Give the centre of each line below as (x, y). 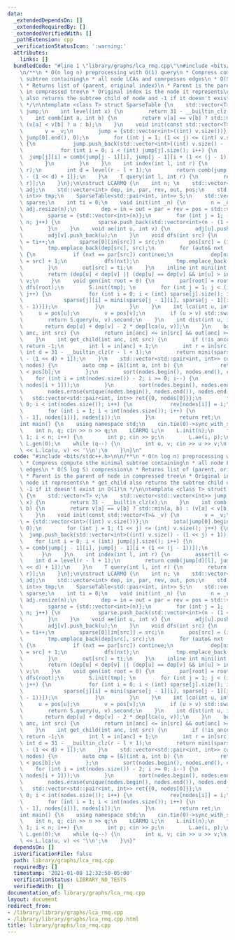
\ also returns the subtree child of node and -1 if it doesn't (115, 99)
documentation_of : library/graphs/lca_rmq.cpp (76, 893)
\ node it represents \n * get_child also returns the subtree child (122, 483)
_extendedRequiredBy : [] (50, 27)
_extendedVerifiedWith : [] (53, 33)
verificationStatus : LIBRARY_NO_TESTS (70, 880)
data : (15, 14)
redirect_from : (29, 906)
